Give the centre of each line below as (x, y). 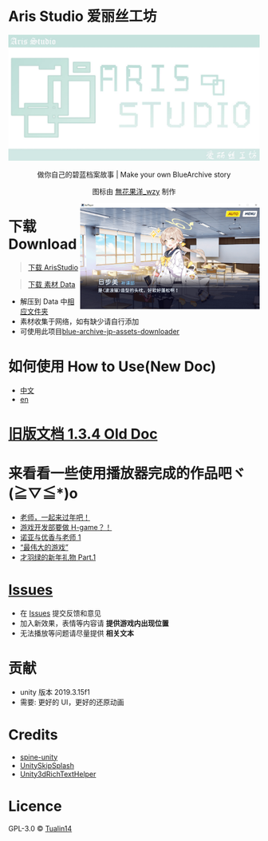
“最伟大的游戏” (44, 547)
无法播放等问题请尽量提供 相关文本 (77, 633)
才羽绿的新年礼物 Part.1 (58, 557)
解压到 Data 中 (43, 301)
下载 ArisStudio (53, 267)
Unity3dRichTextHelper (58, 774)
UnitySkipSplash (47, 765)
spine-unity (39, 757)
